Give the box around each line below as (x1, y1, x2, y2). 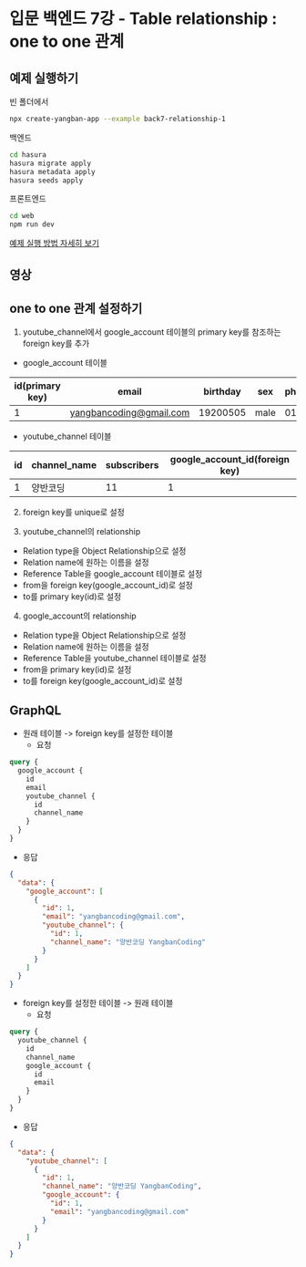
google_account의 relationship (22, 610, 137, 621)
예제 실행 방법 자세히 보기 (9, 238, 100, 249)
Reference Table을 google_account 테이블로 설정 (22, 568, 203, 579)
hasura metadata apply (9, 167, 96, 176)
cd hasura (9, 150, 47, 160)
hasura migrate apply (9, 159, 92, 168)
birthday (203, 385, 241, 398)
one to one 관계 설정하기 (9, 300, 143, 316)
